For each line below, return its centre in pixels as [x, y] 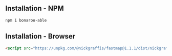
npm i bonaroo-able [26, 20]
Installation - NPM [35, 8]
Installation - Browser [40, 36]
